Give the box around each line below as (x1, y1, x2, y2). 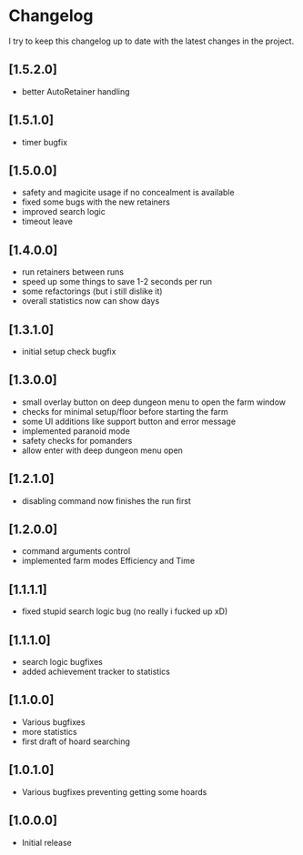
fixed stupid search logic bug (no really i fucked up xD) (21, 606, 228, 617)
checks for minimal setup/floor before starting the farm (21, 406, 228, 417)
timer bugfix (21, 136, 68, 147)
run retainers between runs (21, 267, 125, 277)
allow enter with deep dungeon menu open (21, 445, 184, 456)
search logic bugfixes (21, 657, 104, 668)
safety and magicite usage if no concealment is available (21, 187, 235, 198)
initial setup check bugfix (21, 347, 116, 357)
